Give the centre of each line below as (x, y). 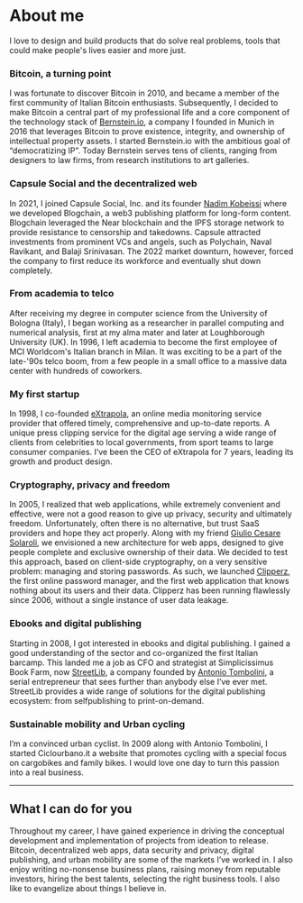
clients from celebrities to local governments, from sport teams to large (142, 442)
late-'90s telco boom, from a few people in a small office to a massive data (148, 360)
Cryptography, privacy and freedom (90, 485)
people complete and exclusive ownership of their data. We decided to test (149, 552)
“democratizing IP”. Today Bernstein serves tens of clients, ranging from (143, 150)
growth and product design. (61, 461)
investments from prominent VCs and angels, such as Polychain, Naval (141, 242)
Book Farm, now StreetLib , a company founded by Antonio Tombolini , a (142, 671)
